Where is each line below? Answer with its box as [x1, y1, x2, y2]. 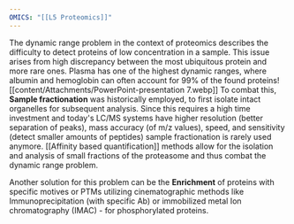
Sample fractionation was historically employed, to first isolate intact [9, 94, 261, 104]
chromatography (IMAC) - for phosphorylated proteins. [9, 205, 209, 215]
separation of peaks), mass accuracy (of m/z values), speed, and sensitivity [9, 121, 285, 133]
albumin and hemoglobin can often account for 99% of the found [9, 74, 245, 85]
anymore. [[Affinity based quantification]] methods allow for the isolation [9, 141, 274, 151]
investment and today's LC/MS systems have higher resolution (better [9, 112, 263, 123]
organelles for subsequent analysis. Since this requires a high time [9, 103, 251, 113]
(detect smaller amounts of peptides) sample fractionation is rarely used [9, 131, 272, 142]
